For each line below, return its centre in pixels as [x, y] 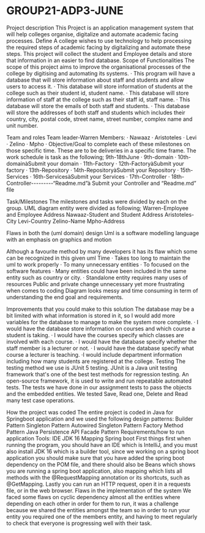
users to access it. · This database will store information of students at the [99, 86]
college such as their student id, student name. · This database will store [98, 93]
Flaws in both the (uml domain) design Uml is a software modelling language [103, 233]
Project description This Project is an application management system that [100, 28]
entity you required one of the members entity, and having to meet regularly [102, 516]
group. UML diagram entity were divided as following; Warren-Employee [97, 208]
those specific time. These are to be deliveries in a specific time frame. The [102, 150]
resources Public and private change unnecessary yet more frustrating [95, 284]
